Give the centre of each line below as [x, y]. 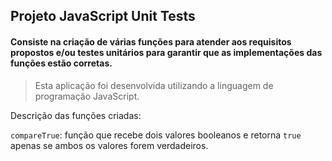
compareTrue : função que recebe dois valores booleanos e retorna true [156, 135]
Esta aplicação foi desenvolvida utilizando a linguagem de [154, 85]
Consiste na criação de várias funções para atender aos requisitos [151, 41]
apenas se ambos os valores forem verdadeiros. [109, 145]
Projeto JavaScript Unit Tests [103, 16]
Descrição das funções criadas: [76, 115]
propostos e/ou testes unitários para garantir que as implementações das [166, 52]
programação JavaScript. [87, 96]
